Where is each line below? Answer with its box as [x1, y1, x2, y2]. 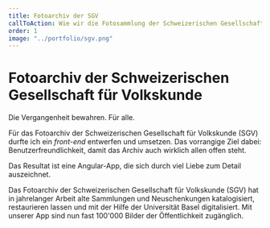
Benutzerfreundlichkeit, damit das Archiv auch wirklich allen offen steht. [8, 146, 247, 155]
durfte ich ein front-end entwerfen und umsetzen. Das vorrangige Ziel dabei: [8, 137, 262, 147]
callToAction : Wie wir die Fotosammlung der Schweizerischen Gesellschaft [8, 19, 264, 27]
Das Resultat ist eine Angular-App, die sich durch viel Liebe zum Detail [8, 161, 242, 171]
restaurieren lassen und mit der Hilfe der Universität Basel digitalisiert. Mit [8, 202, 252, 212]
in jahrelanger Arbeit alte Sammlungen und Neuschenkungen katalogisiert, [8, 194, 256, 204]
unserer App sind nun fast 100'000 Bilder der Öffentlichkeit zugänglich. [8, 211, 244, 221]
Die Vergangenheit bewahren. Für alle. [8, 113, 135, 122]
